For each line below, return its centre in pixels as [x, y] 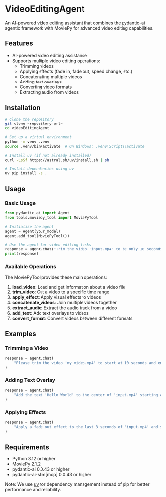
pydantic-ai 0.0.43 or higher [41, 469]
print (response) [22, 254]
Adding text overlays [41, 82]
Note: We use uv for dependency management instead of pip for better [77, 484]
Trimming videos [37, 66]
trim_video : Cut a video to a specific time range [61, 292]
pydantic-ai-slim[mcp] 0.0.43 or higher [52, 475]
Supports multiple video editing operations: [56, 61]
